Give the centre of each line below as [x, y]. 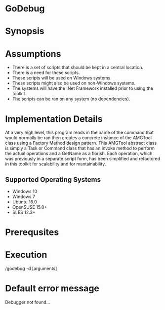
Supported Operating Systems [53, 179]
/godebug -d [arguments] [31, 269]
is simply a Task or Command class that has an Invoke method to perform [80, 148]
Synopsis [25, 31]
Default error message [52, 289]
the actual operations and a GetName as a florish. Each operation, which [79, 154]
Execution [26, 255]
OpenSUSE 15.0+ [30, 207]
